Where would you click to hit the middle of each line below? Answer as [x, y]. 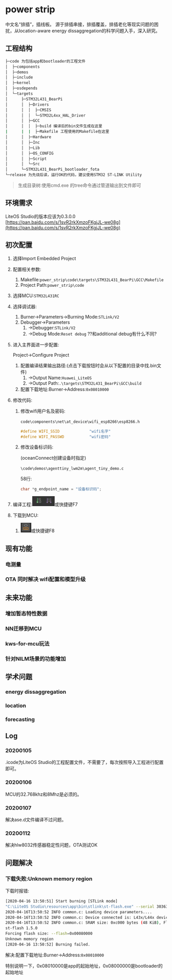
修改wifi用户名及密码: [43, 411]
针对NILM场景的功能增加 [36, 659]
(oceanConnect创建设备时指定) [53, 458]
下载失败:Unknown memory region [49, 878]
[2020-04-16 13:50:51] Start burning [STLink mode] [61, 901]
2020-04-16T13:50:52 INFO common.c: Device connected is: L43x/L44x [80, 917]
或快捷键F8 [43, 531]
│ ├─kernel [18, 83]
